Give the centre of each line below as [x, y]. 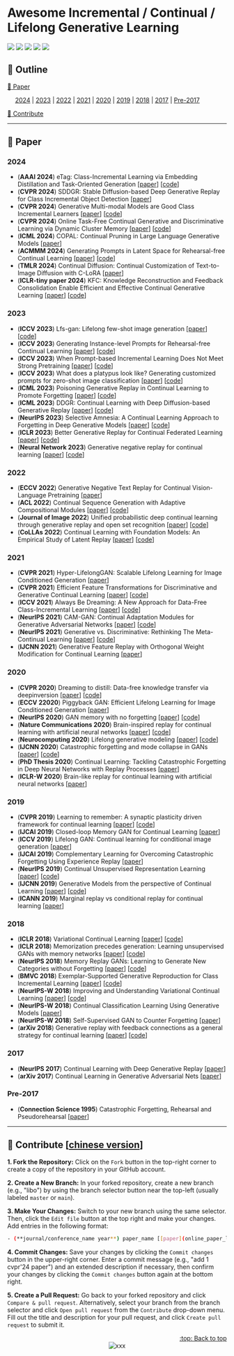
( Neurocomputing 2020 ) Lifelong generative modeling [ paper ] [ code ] [118, 739]
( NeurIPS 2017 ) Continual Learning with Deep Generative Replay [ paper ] [122, 1068]
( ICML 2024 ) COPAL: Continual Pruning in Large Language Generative [118, 236]
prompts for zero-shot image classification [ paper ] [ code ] [100, 380]
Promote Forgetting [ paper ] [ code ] [67, 395]
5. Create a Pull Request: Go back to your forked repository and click [107, 1295]
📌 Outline [28, 70]
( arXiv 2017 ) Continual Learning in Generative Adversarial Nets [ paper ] [119, 1076]
